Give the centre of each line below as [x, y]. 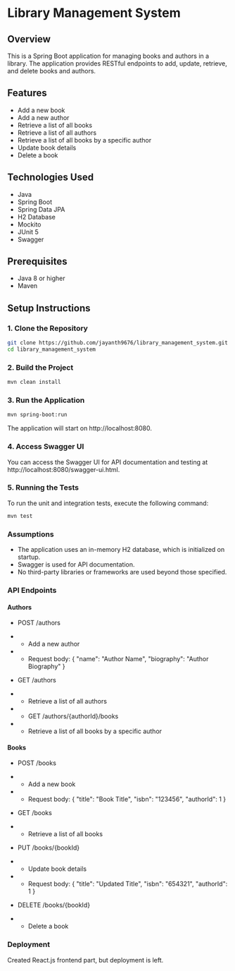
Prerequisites [37, 261]
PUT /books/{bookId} [48, 848]
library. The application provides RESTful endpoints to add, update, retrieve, [117, 64]
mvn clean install [34, 382]
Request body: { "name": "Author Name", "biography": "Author [118, 659]
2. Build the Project [40, 367]
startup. [29, 557]
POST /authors [39, 623]
